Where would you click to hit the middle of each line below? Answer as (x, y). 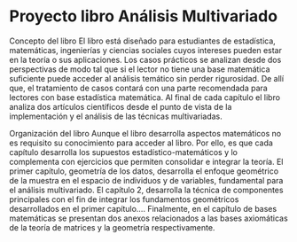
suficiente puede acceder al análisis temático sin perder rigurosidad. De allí (147, 78)
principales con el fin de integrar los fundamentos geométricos (124, 199)
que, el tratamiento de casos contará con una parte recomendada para (138, 88)
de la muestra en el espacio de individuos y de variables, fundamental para (146, 180)
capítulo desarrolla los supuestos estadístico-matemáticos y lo (123, 152)
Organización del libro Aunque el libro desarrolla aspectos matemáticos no (145, 133)
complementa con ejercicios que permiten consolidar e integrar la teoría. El (146, 161)
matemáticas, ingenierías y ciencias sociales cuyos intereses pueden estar (145, 50)
